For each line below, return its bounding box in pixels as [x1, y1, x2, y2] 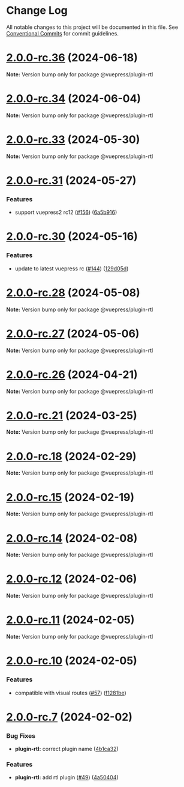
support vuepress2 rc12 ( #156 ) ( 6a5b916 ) [14, 208, 117, 216]
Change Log [6, 4, 68, 17]
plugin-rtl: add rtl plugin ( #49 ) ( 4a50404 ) [14, 774, 119, 781]
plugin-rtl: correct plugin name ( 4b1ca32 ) [14, 746, 119, 753]
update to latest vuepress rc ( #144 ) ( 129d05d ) [14, 265, 129, 272]
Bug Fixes [6, 731, 36, 740]
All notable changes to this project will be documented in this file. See [6, 23, 179, 31]
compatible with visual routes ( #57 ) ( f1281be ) [14, 689, 127, 696]
